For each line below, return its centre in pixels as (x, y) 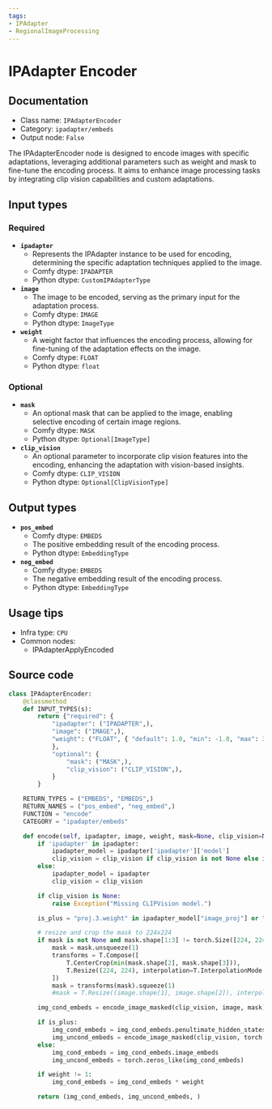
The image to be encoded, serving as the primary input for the (136, 298)
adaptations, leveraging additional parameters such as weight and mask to (132, 162)
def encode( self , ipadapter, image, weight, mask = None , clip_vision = (143, 836)
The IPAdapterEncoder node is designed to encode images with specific (129, 153)
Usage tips (36, 613)
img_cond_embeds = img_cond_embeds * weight (128, 1082)
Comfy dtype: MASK (64, 430)
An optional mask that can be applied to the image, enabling (132, 413)
